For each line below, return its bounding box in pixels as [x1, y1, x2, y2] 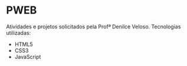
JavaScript [14, 53, 41, 60]
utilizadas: [6, 29, 31, 36]
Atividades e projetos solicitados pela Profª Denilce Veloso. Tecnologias [6, 23, 181, 30]
